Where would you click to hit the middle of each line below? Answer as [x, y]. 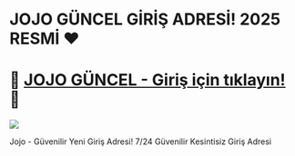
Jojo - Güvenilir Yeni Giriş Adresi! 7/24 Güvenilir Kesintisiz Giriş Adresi [141, 141]
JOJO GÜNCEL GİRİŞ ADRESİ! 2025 [145, 19]
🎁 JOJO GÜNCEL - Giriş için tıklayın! [147, 80]
